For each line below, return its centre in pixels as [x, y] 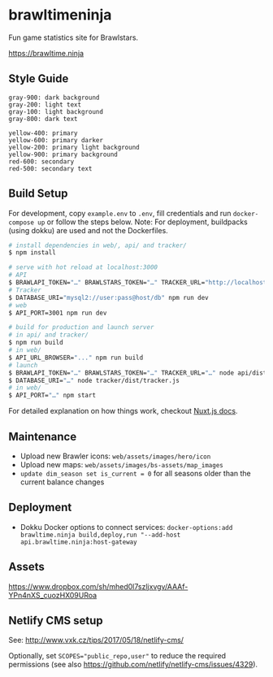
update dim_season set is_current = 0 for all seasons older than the [136, 473]
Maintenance [43, 436]
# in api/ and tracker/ [49, 335]
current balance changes [62, 482]
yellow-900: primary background [63, 154]
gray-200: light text [45, 104]
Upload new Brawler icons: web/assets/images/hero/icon [115, 456]
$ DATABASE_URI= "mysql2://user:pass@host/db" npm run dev [108, 297]
